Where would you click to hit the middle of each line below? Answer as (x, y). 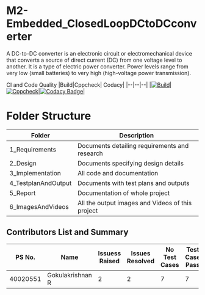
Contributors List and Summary (67, 232)
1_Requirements (33, 149)
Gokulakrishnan (70, 275)
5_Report (23, 193)
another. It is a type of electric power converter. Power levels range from (98, 66)
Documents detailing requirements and (133, 145)
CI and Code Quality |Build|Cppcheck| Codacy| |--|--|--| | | (89, 85)
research (90, 153)
